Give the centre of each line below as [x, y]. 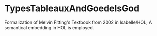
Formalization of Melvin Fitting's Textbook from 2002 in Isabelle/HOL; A [78, 22]
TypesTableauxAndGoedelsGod [72, 9]
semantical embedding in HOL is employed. [49, 27]
